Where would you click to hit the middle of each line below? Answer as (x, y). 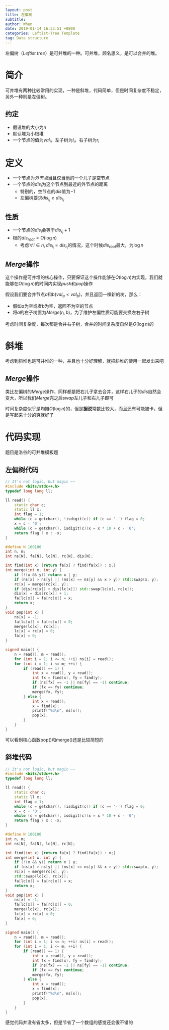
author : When (19, 24)
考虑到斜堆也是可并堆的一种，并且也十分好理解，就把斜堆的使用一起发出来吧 (84, 361)
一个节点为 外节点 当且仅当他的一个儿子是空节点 (61, 178)
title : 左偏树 (19, 15)
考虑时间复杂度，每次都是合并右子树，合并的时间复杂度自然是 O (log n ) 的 (79, 324)
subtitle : (16, 19)
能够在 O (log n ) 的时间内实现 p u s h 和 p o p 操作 (49, 283)
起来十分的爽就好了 (34, 415)
